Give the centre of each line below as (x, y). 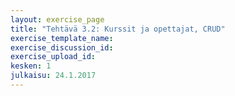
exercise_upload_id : (53, 57)
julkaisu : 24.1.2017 (53, 76)
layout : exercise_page (57, 19)
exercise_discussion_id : (62, 47)
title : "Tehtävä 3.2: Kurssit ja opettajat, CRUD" (118, 29)
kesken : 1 (31, 66)
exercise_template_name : (62, 38)
